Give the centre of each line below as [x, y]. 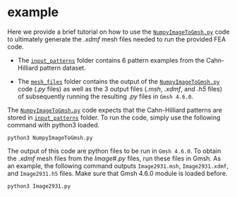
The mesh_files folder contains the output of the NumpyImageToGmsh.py [119, 81]
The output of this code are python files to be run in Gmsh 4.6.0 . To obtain [114, 151]
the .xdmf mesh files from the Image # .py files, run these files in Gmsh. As [114, 158]
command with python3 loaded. [54, 125]
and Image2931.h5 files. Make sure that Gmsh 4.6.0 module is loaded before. [117, 173]
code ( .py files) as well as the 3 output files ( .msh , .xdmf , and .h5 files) [120, 89]
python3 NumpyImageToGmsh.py [50, 138]
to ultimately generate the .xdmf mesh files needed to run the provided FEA [117, 39]
